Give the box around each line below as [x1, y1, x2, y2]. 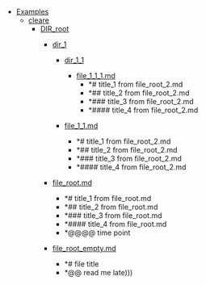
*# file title [64, 259, 99, 269]
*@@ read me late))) [64, 268, 133, 277]
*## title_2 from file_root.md [64, 202, 158, 212]
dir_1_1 [64, 56, 85, 65]
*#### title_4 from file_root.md [64, 220, 167, 228]
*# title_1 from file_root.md [64, 194, 152, 203]
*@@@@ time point [64, 228, 131, 237]
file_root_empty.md [52, 244, 116, 253]
